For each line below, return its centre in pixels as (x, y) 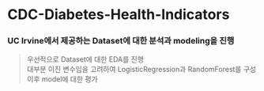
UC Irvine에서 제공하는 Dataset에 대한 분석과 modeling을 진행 (121, 41)
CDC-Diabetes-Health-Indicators (119, 15)
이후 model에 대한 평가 (62, 79)
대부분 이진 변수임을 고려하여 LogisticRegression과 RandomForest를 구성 (141, 70)
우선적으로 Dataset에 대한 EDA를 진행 (85, 59)
